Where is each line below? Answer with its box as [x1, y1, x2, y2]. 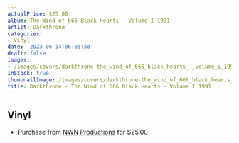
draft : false [7, 50, 46, 57]
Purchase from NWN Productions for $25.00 [17, 128, 148, 137]
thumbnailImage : [7, 76, 55, 84]
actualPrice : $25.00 [7, 10, 69, 18]
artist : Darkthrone [7, 23, 65, 30]
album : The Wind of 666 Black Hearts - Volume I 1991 [7, 17, 171, 24]
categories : [7, 30, 43, 38]
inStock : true [7, 69, 50, 76]
